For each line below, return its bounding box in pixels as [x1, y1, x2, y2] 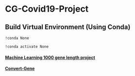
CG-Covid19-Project [5, 3, 89, 15]
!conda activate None [5, 44, 49, 49]
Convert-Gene [5, 66, 35, 72]
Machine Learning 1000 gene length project [5, 55, 96, 60]
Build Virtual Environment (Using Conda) [5, 23, 131, 31]
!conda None [5, 36, 29, 40]
